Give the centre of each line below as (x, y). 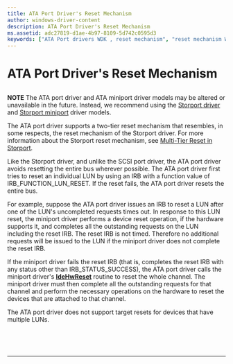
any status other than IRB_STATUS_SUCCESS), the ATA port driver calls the (114, 269)
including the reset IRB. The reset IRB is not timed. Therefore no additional (113, 234)
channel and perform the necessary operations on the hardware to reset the (116, 291)
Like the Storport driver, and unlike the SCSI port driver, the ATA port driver (114, 161)
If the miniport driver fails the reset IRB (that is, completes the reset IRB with (115, 261)
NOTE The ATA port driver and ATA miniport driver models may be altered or (116, 97)
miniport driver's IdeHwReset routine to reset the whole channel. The (106, 276)
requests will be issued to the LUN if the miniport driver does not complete (114, 241)
